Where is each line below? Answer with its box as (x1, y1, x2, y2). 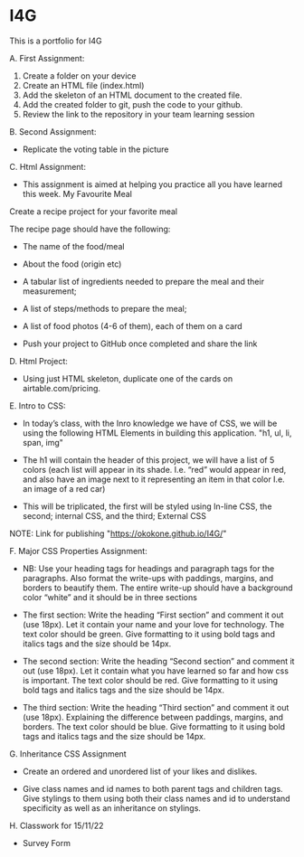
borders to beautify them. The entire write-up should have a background (22, 582, 293, 593)
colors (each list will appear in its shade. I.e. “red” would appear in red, (22, 464, 287, 475)
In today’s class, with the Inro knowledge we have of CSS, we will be (22, 418, 278, 428)
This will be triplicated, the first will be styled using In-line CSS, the (22, 501, 272, 512)
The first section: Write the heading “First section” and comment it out (22, 609, 284, 620)
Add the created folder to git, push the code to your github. (22, 99, 243, 109)
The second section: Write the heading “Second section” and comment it (22, 655, 295, 666)
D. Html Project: (9, 355, 68, 366)
